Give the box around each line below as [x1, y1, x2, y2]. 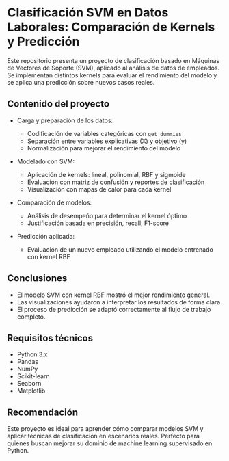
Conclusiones [7, 272, 68, 285]
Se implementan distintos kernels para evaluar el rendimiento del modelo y [7, 70, 217, 79]
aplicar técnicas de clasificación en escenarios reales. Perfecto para [7, 432, 200, 440]
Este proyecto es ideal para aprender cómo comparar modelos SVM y [7, 425, 204, 433]
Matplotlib [16, 386, 46, 395]
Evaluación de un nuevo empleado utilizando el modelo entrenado [27, 245, 213, 254]
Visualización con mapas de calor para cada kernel [27, 185, 172, 193]
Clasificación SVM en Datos [7, 5, 169, 21]
